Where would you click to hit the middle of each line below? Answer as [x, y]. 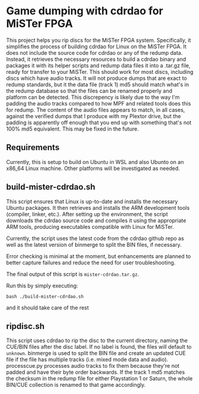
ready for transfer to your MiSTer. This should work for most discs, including [100, 72]
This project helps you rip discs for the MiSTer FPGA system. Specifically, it [99, 40]
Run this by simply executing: [42, 286]
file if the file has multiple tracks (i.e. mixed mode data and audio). [87, 359]
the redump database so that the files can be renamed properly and [89, 91]
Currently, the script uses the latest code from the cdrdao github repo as [95, 238]
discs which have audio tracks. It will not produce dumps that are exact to [97, 78]
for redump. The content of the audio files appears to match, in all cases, [96, 110]
